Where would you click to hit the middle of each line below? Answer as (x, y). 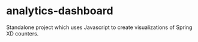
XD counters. (22, 33)
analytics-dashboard (60, 11)
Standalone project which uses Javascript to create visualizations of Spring (99, 27)
